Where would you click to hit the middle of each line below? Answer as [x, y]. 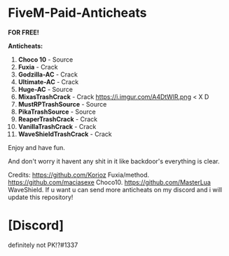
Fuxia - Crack [38, 67]
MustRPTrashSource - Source [62, 104]
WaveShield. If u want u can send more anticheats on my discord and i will [115, 189]
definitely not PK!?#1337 [43, 245]
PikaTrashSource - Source [57, 112]
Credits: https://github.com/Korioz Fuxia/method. [79, 175]
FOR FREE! [23, 32]
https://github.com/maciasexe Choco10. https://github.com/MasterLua [109, 182]
